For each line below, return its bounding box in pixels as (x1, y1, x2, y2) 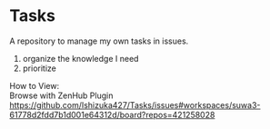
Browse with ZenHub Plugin (9, 90, 114, 101)
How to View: (9, 80, 60, 91)
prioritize (22, 63, 57, 74)
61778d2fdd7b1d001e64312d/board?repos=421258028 (9, 109, 215, 120)
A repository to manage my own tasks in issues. (9, 35, 189, 46)
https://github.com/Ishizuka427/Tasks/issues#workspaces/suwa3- (9, 99, 261, 110)
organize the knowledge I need (22, 53, 139, 64)
